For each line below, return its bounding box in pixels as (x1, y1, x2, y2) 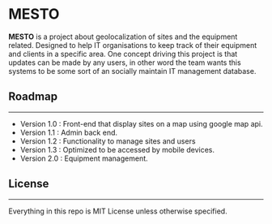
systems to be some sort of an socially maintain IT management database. (8, 66, 257, 75)
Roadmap (8, 90, 58, 104)
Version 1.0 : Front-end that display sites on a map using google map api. (19, 118, 263, 128)
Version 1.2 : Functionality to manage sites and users (19, 136, 196, 146)
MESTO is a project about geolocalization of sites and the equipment (8, 32, 238, 41)
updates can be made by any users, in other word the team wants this (8, 58, 241, 67)
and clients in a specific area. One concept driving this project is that (8, 49, 238, 58)
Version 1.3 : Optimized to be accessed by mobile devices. (19, 144, 215, 154)
